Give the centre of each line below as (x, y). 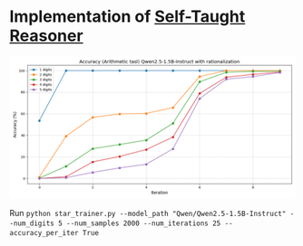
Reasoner (46, 36)
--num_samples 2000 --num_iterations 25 (144, 223)
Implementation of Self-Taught (127, 17)
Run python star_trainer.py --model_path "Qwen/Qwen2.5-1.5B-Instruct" (148, 213)
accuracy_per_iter (44, 232)
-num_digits (32, 223)
